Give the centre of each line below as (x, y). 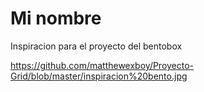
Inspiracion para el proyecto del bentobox (96, 46)
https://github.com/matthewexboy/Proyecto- (102, 65)
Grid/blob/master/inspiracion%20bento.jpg (99, 76)
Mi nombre (56, 18)
